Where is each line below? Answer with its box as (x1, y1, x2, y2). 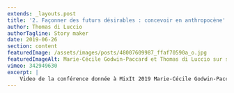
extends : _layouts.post (7, 10, 77, 17)
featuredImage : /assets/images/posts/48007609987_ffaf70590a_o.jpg (7, 50, 208, 57)
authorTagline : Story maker (7, 29, 89, 37)
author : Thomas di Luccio (7, 23, 82, 30)
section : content (7, 43, 58, 50)
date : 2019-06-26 (7, 36, 58, 43)
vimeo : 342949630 (7, 62, 58, 69)
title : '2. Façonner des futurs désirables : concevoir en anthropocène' (7, 17, 226, 24)
